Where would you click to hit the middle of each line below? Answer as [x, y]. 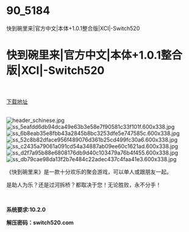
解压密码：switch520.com [40, 222]
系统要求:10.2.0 [26, 209]
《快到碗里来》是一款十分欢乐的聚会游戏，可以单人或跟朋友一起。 [89, 172]
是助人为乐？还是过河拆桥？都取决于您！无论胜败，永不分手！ [84, 184]
